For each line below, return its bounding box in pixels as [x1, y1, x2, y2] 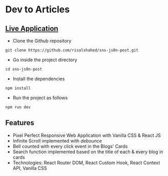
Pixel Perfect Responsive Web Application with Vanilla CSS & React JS [12, 132, 161, 138]
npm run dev [5, 104, 31, 110]
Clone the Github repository [12, 38, 72, 44]
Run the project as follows [12, 95, 68, 101]
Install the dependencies [12, 76, 65, 82]
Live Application [5, 24, 58, 33]
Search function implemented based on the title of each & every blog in [12, 148, 163, 155]
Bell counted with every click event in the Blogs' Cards [12, 143, 128, 149]
